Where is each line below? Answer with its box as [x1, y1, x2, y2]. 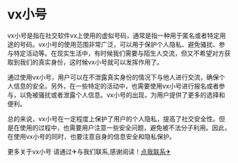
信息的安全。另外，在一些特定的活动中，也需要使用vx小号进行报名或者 [13, 81, 220, 90]
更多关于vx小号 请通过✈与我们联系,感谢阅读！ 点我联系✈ [7, 147, 171, 156]
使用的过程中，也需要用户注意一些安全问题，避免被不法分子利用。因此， [19, 123, 231, 132]
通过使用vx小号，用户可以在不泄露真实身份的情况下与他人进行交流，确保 [7, 72, 220, 81]
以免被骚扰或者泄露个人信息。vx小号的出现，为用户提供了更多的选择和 [19, 90, 225, 99]
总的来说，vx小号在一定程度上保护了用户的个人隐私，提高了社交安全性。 [7, 114, 220, 123]
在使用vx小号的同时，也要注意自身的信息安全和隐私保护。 [7, 132, 176, 140]
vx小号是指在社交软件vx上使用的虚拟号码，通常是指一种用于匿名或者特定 [7, 31, 220, 40]
